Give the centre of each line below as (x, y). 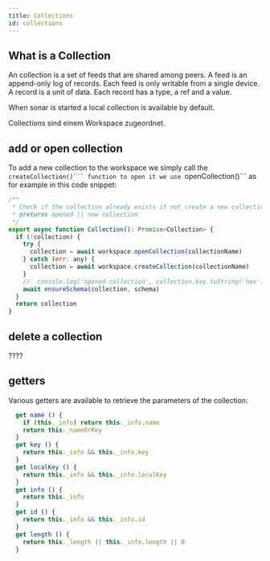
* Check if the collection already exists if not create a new (120, 207)
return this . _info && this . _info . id (84, 519)
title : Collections (41, 16)
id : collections (35, 23)
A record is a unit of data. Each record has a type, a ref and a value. (120, 92)
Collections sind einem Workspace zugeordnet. (87, 123)
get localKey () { (47, 467)
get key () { (37, 445)
